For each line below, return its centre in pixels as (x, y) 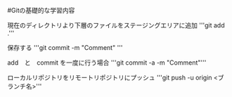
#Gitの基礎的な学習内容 (41, 10)
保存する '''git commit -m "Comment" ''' (65, 47)
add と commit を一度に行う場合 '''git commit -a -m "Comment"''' (107, 63)
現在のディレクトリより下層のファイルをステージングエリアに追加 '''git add (116, 25)
